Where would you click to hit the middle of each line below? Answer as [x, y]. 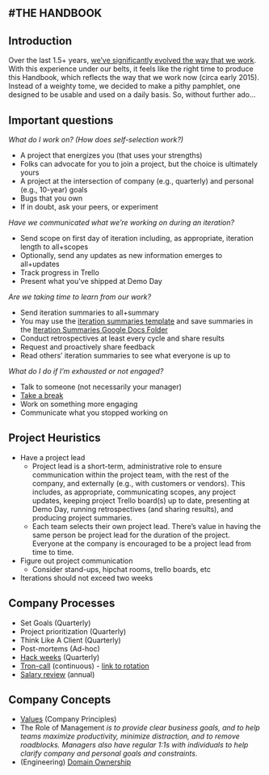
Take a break [42, 396]
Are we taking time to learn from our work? [80, 297]
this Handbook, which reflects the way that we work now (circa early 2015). [134, 78]
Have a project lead [53, 457]
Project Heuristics [55, 438]
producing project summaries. [82, 518]
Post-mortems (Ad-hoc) [60, 648]
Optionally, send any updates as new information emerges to [121, 256]
